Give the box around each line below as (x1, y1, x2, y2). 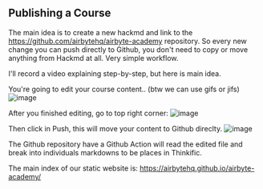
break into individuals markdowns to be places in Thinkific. (8, 147, 202, 157)
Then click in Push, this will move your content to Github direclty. (8, 123, 223, 133)
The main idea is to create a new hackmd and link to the (8, 27, 193, 37)
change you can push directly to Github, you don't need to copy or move (8, 44, 249, 54)
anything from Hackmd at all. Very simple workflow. (8, 53, 179, 62)
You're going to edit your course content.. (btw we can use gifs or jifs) (8, 84, 241, 94)
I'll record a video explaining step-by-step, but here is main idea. (8, 68, 222, 78)
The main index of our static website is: (8, 163, 139, 173)
